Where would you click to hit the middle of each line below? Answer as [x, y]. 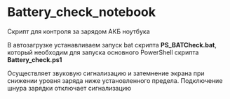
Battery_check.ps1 [35, 59]
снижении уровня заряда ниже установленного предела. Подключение [115, 80]
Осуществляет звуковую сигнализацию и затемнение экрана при [106, 73]
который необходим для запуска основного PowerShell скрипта [103, 52]
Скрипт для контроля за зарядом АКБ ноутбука [79, 31]
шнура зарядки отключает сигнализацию [69, 88]
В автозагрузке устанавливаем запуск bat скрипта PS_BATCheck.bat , [112, 45]
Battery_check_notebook [82, 12]
